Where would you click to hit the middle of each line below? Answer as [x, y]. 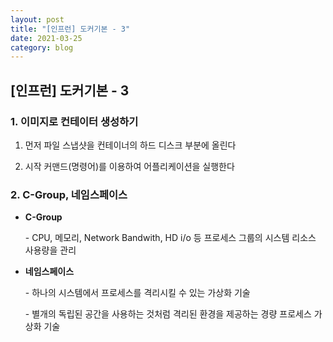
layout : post [37, 19]
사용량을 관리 [50, 250]
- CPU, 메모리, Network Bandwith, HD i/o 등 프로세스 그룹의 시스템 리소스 [170, 238]
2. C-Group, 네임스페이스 [69, 194]
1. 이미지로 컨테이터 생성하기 [74, 121]
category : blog [42, 47]
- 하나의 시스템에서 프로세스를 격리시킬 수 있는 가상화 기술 [137, 293]
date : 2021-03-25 [46, 38]
